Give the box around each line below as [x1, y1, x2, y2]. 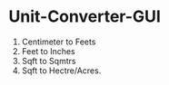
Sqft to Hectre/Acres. [21, 65, 102, 76]
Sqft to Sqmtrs [21, 55, 76, 66]
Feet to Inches [21, 45, 75, 56]
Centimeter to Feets [21, 36, 96, 47]
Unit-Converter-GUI [8, 6, 161, 27]
